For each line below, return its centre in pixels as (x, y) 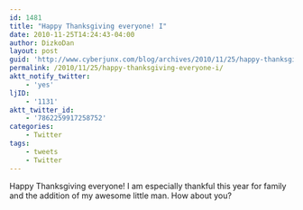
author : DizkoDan (42, 43)
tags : (19, 143)
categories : (32, 127)
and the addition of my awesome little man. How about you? (121, 196)
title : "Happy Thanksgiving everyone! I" (88, 26)
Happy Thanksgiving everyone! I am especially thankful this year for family (148, 186)
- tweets (42, 151)
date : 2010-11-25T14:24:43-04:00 (72, 34)
